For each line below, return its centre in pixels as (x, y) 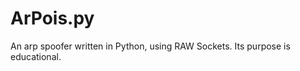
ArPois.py (52, 18)
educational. (36, 56)
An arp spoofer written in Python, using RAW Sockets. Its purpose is (150, 46)
